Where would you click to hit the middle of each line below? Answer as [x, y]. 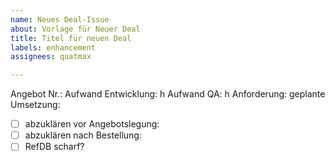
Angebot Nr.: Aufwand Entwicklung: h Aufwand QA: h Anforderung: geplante [168, 94]
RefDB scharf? [54, 147]
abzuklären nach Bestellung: [83, 135]
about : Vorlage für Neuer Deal [75, 29]
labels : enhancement [53, 47]
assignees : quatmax [51, 57]
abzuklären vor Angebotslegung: [92, 124]
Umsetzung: [35, 105]
